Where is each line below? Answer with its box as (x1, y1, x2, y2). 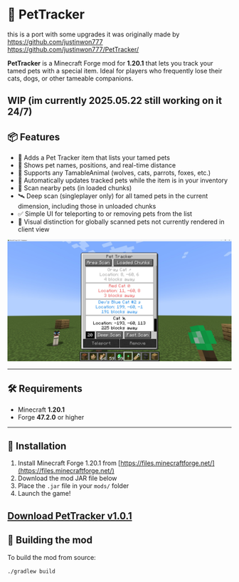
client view (17, 225, 50, 234)
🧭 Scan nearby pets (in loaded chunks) (17, 184, 132, 192)
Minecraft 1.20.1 (17, 405, 65, 414)
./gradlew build (7, 568, 55, 575)
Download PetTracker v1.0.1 (7, 509, 132, 522)
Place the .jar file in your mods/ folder (17, 482, 129, 490)
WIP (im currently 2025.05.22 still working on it (7, 95, 223, 107)
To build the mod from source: (7, 553, 96, 561)
